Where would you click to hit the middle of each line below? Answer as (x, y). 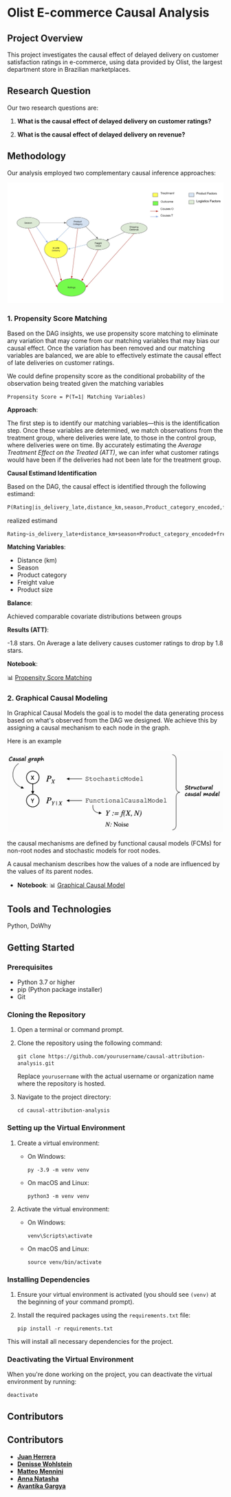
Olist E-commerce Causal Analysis (108, 13)
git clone (31, 1057)
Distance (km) (37, 560)
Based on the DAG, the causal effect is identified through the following (107, 486)
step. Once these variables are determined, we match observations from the (115, 430)
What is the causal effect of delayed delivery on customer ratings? (114, 121)
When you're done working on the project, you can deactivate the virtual (110, 1374)
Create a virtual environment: (58, 1143)
